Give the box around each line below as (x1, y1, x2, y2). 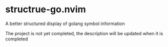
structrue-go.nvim (5, 4, 86, 15)
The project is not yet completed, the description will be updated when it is (5, 30, 163, 36)
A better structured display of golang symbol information (5, 20, 125, 27)
